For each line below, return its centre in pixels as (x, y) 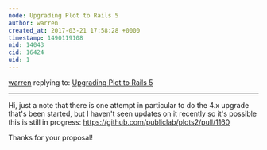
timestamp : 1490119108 (46, 38)
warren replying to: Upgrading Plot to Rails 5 (81, 82)
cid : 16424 (26, 52)
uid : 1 (19, 60)
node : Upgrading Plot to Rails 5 (64, 15)
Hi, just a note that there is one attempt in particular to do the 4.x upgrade (129, 105)
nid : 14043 (26, 45)
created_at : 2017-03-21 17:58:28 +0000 (74, 30)
